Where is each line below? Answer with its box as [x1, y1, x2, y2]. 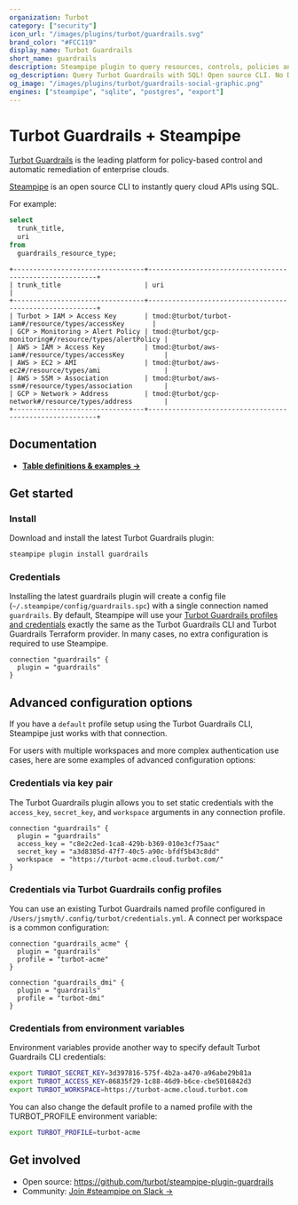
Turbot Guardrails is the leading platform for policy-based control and [9, 155, 263, 165]
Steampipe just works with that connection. [9, 728, 168, 739]
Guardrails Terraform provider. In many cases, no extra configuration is [9, 629, 269, 639]
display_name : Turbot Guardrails [9, 46, 133, 55]
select [9, 216, 34, 225]
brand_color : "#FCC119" [9, 37, 98, 47]
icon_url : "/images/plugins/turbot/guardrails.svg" [9, 29, 204, 38]
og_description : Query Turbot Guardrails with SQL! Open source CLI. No [9, 71, 284, 80]
